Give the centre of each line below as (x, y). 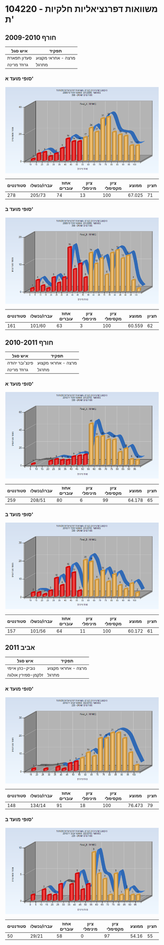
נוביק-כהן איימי (21, 668)
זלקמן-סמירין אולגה (25, 675)
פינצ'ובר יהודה (20, 363)
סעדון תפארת (19, 58)
